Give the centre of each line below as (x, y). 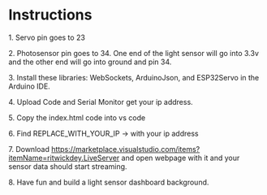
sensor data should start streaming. (68, 166)
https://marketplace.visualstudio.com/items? (126, 149)
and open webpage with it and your (181, 158)
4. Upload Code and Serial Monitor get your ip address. (101, 102)
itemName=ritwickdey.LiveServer (64, 158)
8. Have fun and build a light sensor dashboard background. (109, 182)
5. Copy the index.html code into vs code (77, 117)
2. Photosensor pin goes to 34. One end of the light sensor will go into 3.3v (134, 53)
